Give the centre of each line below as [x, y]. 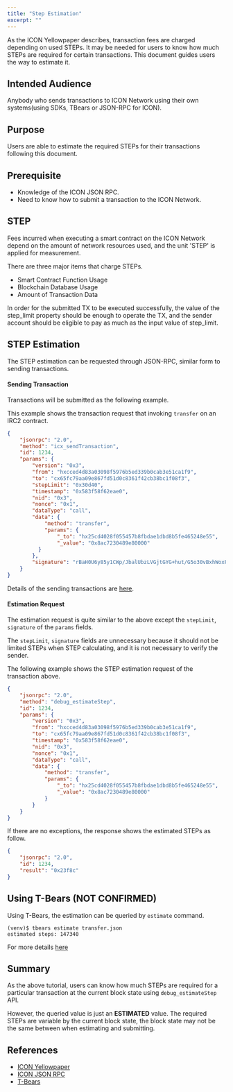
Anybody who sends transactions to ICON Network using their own [103, 101]
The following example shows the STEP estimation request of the [100, 669]
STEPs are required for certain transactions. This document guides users [111, 54]
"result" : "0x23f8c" [49, 871]
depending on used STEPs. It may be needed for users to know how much [113, 47]
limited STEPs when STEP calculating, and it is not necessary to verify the [113, 648]
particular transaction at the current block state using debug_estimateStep [112, 993]
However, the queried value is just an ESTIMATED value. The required [107, 1014]
